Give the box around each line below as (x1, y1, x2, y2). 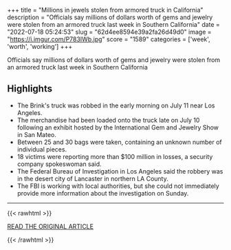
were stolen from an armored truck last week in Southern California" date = (7, 21, 220, 28)
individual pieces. (16, 145, 67, 154)
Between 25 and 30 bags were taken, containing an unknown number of (16, 138, 222, 146)
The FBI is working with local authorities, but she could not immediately (16, 182, 220, 190)
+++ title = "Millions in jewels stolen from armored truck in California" (7, 6, 204, 14)
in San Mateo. (16, 130, 56, 138)
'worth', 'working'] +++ (7, 43, 73, 50)
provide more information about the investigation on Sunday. (16, 189, 189, 197)
